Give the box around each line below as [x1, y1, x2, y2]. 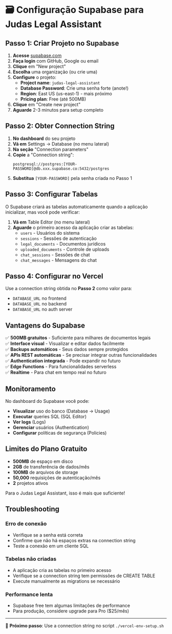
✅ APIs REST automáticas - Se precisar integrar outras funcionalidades [5, 352, 157, 358]
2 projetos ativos [12, 480, 49, 486]
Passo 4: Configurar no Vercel [5, 272, 103, 281]
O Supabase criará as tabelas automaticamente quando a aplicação [5, 203, 148, 210]
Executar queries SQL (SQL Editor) [12, 414, 87, 420]
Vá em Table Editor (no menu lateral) [12, 219, 91, 225]
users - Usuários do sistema [20, 230, 80, 236]
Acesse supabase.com [12, 52, 62, 58]
